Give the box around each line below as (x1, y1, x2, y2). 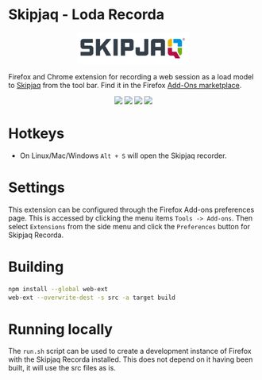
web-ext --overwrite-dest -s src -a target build (8, 294, 176, 301)
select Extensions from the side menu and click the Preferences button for (8, 221, 250, 231)
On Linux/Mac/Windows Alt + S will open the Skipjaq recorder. (19, 151, 227, 160)
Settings (8, 178, 65, 197)
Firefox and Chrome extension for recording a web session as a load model (8, 71, 254, 81)
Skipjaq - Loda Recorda (8, 6, 165, 24)
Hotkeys (8, 125, 65, 143)
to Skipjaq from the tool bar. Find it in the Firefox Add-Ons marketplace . (8, 80, 242, 90)
